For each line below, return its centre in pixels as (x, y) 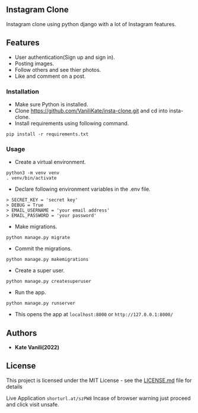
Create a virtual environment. (50, 162)
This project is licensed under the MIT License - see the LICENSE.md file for (99, 380)
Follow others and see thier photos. (58, 70)
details (14, 386)
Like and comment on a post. (50, 76)
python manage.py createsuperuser (49, 282)
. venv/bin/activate (32, 178)
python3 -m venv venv (33, 173)
